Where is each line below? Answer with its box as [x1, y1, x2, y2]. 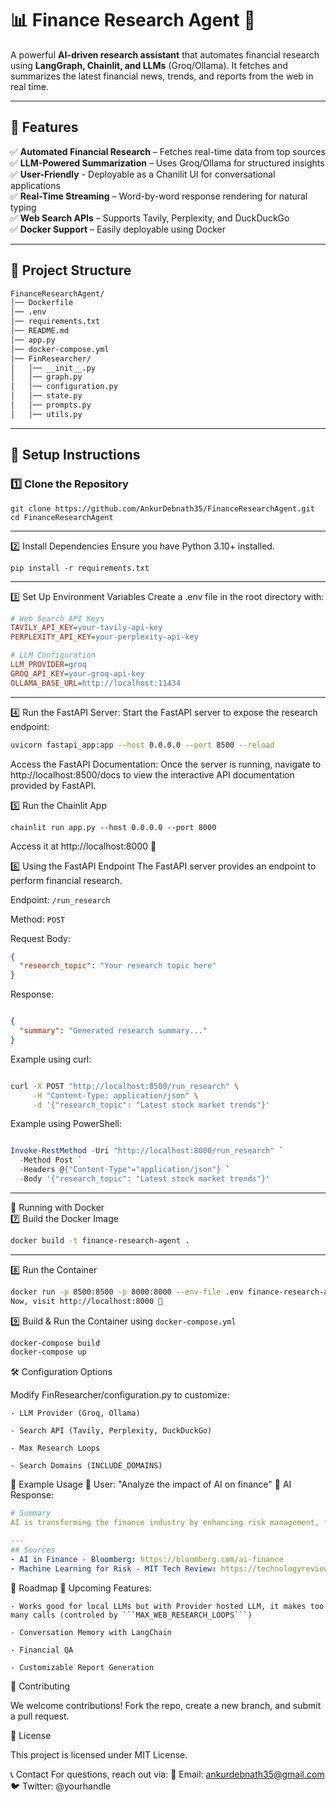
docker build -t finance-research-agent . [10, 1235, 190, 1246]
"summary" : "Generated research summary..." [19, 1026, 208, 1036]
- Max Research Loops [10, 1443, 101, 1454]
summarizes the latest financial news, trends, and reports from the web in [10, 70, 314, 82]
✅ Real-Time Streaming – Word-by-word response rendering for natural [10, 190, 308, 202]
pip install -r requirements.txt [10, 563, 150, 573]
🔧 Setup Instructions [10, 447, 141, 464]
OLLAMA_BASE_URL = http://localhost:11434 [10, 678, 182, 688]
